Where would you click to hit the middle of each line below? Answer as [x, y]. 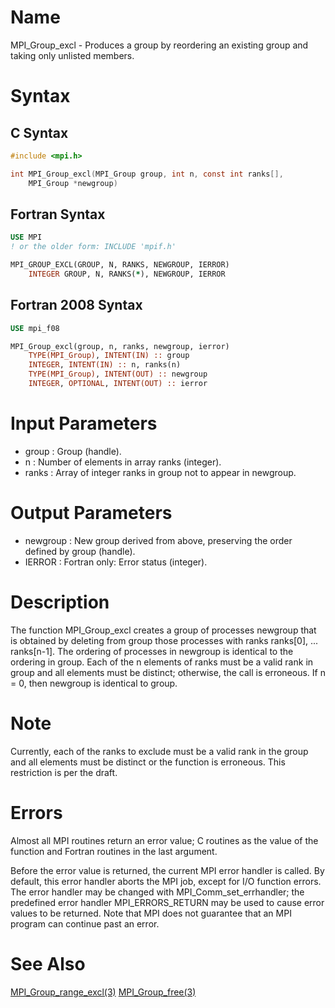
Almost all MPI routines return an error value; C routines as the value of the [164, 840]
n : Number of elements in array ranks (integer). [123, 462]
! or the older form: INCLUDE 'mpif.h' [93, 247]
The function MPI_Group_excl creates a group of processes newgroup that [163, 630]
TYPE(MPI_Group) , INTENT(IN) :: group [109, 356]
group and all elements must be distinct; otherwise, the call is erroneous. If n [168, 672]
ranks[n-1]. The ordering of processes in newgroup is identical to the [152, 651]
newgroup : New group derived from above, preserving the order [158, 540]
